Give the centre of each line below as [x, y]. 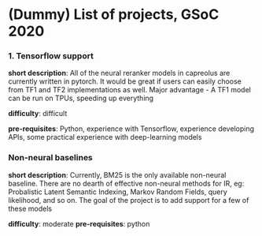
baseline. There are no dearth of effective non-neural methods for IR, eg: [126, 183]
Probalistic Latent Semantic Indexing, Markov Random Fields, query [118, 192]
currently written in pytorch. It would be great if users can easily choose [125, 81]
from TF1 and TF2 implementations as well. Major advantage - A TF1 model [130, 90]
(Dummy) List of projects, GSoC [114, 15]
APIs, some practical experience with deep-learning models [105, 137]
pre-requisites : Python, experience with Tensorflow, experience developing [131, 129]
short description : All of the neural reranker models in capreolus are [119, 73]
